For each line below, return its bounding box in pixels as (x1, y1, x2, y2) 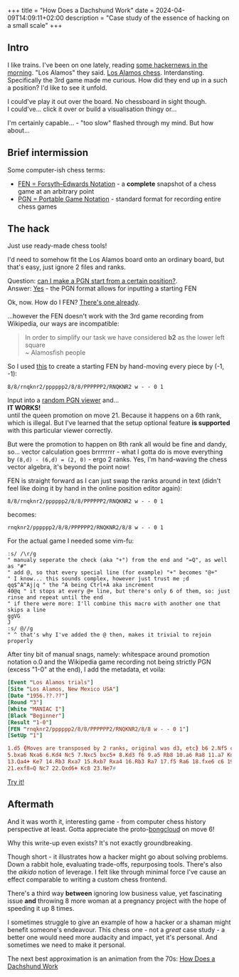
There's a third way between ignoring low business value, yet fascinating (7, 889, 223, 897)
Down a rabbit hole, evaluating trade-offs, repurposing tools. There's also (7, 860, 223, 868)
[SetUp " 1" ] (7, 732, 43, 739)
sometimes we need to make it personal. (7, 940, 126, 949)
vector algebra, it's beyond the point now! (7, 463, 130, 471)
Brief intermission (7, 147, 89, 159)
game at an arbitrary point (17, 187, 95, 195)
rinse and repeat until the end (7, 594, 103, 601)
